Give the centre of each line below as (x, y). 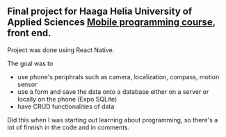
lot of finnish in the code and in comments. (68, 127)
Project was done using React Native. (61, 50)
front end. (29, 33)
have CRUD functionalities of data (66, 106)
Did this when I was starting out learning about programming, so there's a (113, 120)
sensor (27, 84)
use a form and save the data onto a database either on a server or (113, 91)
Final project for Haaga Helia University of (100, 11)
